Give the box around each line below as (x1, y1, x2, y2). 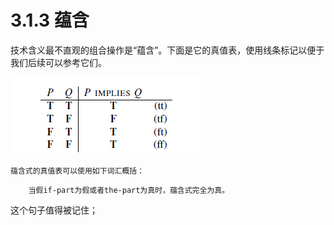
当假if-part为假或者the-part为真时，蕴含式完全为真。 (28, 185, 230, 195)
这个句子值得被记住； (10, 204, 98, 216)
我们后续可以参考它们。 (10, 56, 107, 68)
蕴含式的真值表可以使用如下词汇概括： (10, 166, 145, 176)
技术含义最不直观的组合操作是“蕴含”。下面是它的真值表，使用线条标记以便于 (10, 44, 325, 56)
